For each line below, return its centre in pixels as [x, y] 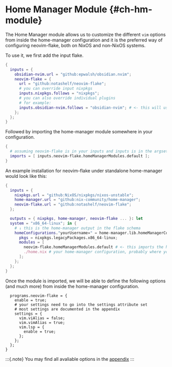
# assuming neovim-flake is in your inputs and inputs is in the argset [89, 151]
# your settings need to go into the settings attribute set [81, 304]
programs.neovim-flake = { [39, 296]
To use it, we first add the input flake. [44, 55]
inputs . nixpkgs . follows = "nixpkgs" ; [59, 93]
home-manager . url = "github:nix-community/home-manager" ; [78, 200]
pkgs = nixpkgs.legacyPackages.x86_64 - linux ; [68, 238]
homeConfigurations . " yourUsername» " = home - [63, 233]
